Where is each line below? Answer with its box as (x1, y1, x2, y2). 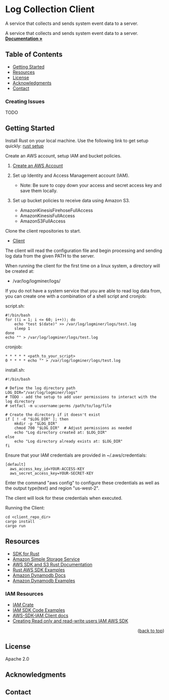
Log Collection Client (5, 4, 95, 15)
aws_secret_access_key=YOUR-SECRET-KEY (10, 470, 94, 476)
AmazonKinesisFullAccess (20, 212, 75, 218)
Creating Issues (5, 98, 45, 105)
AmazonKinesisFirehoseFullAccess (20, 207, 93, 213)
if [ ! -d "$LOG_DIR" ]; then (5, 417, 69, 422)
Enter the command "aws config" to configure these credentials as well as (5, 480, 160, 486)
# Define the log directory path (5, 385, 76, 391)
